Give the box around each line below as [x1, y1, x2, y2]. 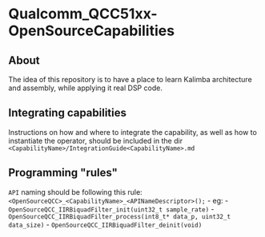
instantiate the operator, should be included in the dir [8, 136, 183, 145]
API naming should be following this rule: [8, 187, 143, 196]
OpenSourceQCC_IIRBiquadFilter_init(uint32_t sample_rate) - [8, 204, 215, 214]
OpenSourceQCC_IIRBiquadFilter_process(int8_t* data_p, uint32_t [8, 212, 231, 220]
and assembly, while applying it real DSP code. [8, 83, 163, 93]
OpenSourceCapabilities [8, 22, 175, 40]
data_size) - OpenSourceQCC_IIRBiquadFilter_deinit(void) [8, 219, 203, 229]
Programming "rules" [8, 166, 118, 180]
